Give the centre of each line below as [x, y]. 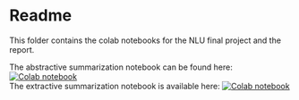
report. [22, 49]
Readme [41, 16]
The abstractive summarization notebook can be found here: [121, 67]
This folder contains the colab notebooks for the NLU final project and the [145, 40]
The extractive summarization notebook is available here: [115, 86]
